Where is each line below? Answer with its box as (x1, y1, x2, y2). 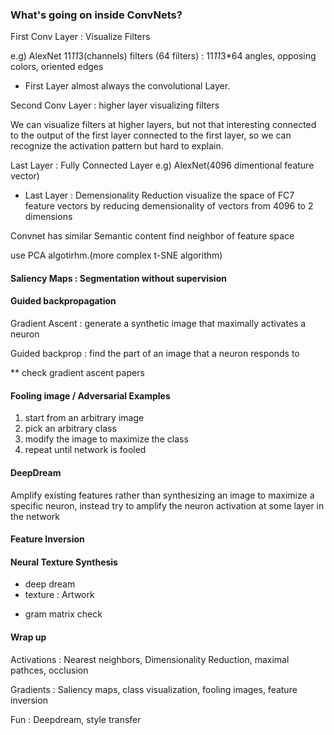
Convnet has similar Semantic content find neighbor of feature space (10, 230, 295, 242)
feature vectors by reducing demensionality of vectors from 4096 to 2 (24, 200, 314, 212)
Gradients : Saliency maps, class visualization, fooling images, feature (10, 683, 298, 695)
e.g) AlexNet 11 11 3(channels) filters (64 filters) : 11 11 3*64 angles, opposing (10, 50, 317, 62)
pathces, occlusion (10, 664, 89, 676)
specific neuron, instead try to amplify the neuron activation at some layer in (10, 499, 325, 512)
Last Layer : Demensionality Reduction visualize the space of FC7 (24, 189, 295, 202)
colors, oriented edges (10, 61, 104, 73)
